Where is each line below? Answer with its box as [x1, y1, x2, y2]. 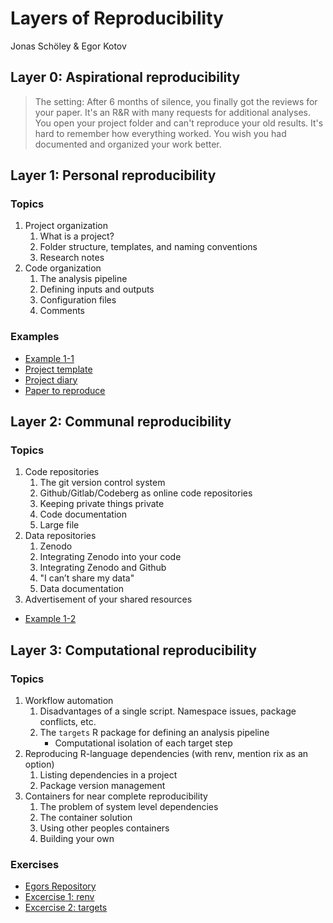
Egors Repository [24, 880, 97, 892]
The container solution [39, 812, 133, 824]
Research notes [39, 252, 105, 264]
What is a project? [39, 230, 115, 242]
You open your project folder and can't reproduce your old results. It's [34, 117, 324, 129]
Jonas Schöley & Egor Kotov [10, 40, 127, 52]
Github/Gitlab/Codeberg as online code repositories [39, 487, 253, 499]
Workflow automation [24, 695, 114, 707]
